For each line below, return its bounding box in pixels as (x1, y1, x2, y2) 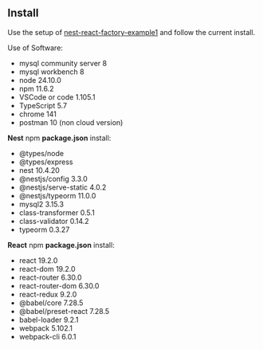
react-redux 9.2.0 (18, 289, 77, 299)
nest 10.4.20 (18, 165, 61, 174)
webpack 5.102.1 (18, 323, 73, 333)
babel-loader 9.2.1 (18, 315, 79, 324)
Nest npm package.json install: (7, 133, 112, 143)
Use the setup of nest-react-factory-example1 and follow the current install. (7, 27, 256, 37)
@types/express (18, 157, 73, 167)
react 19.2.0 (18, 255, 58, 265)
